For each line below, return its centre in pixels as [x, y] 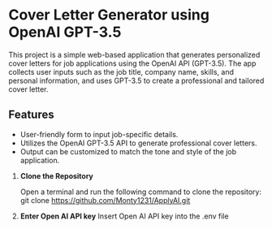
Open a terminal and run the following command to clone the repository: [141, 192]
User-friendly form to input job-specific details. [99, 134]
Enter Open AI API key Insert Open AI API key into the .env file [124, 216]
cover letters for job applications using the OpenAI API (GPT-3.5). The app [132, 63]
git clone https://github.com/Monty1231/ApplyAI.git [105, 200]
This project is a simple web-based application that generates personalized [134, 54]
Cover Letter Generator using [109, 15]
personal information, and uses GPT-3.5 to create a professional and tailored [136, 80]
